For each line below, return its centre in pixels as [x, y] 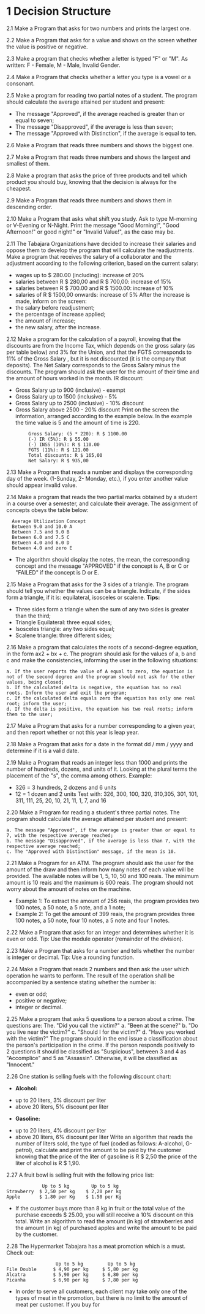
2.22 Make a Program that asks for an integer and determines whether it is [100, 932]
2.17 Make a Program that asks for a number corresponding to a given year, [101, 725]
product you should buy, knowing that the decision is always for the [92, 181]
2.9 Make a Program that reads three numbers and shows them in [89, 200]
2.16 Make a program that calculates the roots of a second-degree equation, [102, 647]
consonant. [20, 83]
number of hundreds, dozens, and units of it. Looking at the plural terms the [102, 769]
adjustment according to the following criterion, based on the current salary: [102, 263]
